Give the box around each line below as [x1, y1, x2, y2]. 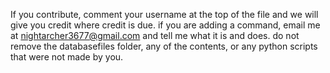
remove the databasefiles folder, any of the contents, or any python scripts [10, 40, 318, 52]
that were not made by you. [10, 51, 124, 63]
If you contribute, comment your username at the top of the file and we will [10, 9, 319, 20]
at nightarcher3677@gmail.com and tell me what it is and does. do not [10, 30, 300, 41]
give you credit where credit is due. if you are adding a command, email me [10, 19, 321, 31]
